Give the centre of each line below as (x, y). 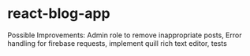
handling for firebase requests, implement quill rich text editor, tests (118, 43)
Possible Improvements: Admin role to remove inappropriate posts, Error (125, 35)
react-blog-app (59, 14)
